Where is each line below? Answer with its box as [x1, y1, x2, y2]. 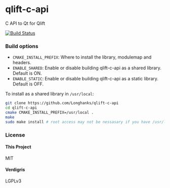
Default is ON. [12, 70, 42, 76]
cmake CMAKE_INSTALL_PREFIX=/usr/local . [5, 110, 94, 115]
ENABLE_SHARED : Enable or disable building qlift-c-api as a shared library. [12, 65, 162, 71]
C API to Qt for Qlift [5, 20, 46, 26]
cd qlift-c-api [5, 105, 37, 111]
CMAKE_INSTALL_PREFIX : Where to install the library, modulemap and [12, 54, 152, 60]
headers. [12, 60, 31, 66]
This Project [5, 144, 31, 150]
